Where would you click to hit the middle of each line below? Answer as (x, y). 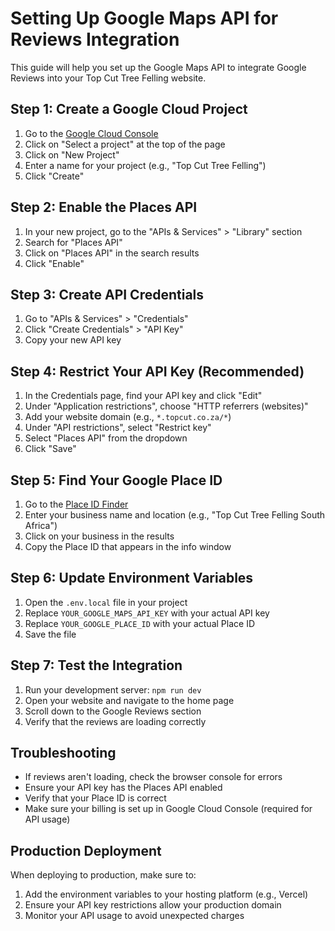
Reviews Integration (95, 39)
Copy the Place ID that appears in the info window (128, 546)
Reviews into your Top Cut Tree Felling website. (108, 78)
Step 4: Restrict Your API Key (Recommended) (157, 371)
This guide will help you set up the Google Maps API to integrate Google (158, 67)
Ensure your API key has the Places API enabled (123, 788)
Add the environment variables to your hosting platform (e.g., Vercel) (166, 894)
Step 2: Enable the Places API (104, 207)
